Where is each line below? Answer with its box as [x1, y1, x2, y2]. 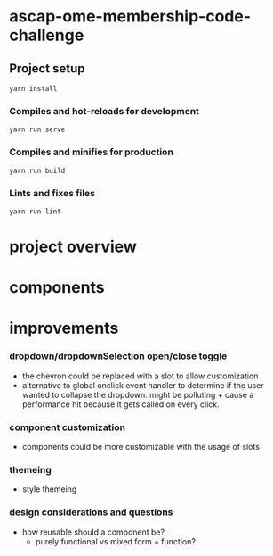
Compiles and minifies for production [9, 145, 173, 158]
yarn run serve [9, 125, 66, 135]
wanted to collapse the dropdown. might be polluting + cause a [21, 389, 254, 400]
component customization [9, 421, 126, 434]
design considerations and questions [9, 506, 173, 519]
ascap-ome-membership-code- [9, 6, 252, 27]
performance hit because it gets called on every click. [21, 399, 220, 410]
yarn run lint [9, 207, 62, 216]
